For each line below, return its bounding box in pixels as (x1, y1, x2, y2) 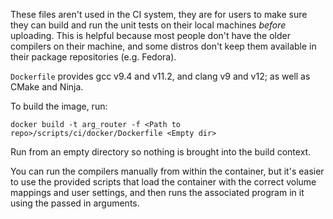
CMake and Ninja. (10, 81, 84, 93)
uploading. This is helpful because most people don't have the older (10, 30, 291, 41)
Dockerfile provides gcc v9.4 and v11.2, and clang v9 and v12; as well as (10, 70, 311, 82)
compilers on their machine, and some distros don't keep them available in (10, 40, 317, 52)
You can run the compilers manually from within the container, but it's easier (10, 165, 325, 177)
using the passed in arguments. (10, 197, 140, 209)
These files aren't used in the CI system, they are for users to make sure (10, 9, 308, 20)
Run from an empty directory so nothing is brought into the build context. (10, 146, 312, 158)
